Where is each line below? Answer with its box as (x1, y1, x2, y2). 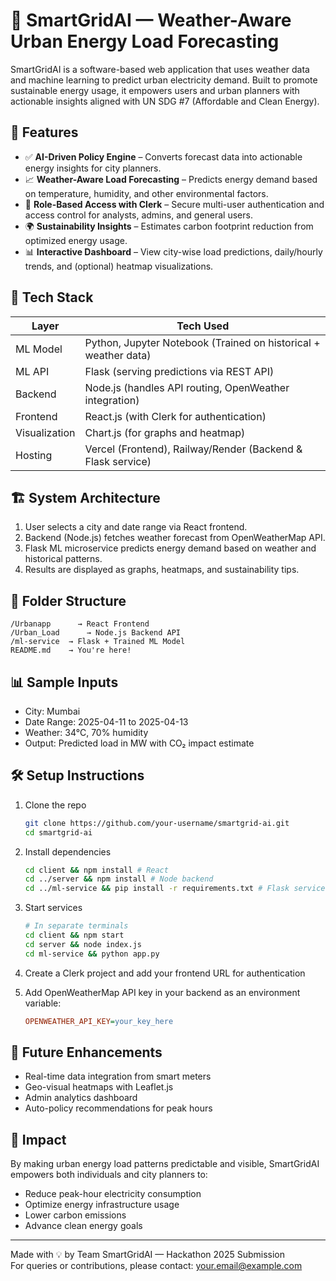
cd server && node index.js (24, 939, 142, 949)
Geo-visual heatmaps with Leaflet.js (24, 1081, 174, 1093)
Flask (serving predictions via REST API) (84, 364, 275, 378)
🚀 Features (10, 124, 79, 141)
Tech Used (176, 319, 230, 333)
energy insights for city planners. (24, 162, 162, 174)
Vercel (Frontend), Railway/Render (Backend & (84, 442, 303, 456)
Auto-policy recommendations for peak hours (24, 1102, 213, 1114)
